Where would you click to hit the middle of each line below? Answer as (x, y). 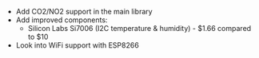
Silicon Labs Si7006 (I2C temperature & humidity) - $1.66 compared (139, 28)
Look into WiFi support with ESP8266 (78, 45)
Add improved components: (62, 20)
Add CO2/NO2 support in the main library (84, 12)
